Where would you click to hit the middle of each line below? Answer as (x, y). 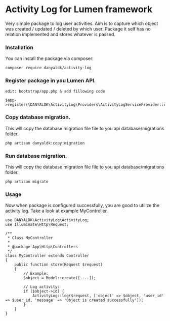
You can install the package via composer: (49, 59)
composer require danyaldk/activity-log (49, 68)
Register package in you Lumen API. (51, 81)
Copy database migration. (38, 117)
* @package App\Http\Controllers (43, 247)
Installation (19, 47)
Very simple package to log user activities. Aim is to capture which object (82, 23)
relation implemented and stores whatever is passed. (60, 34)
